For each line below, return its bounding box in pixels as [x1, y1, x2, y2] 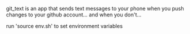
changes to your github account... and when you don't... [6, 11, 142, 18]
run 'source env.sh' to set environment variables [6, 23, 123, 29]
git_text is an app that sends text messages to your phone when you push [6, 5, 184, 12]
